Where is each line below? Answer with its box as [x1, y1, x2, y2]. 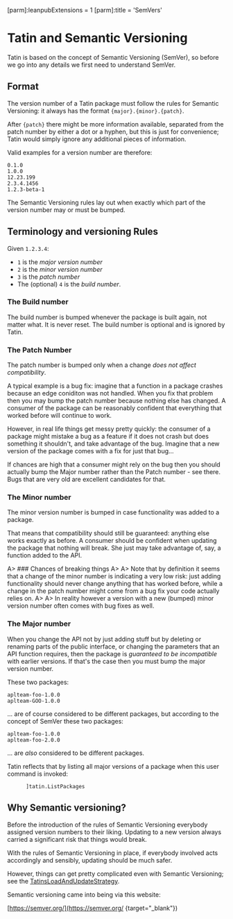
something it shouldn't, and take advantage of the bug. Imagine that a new [7, 439, 220, 448]
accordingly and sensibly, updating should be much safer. [7, 856, 173, 864]
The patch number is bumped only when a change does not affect [7, 361, 196, 369]
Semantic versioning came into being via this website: [7, 890, 161, 899]
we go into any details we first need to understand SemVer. [7, 60, 176, 69]
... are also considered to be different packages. [7, 749, 144, 757]
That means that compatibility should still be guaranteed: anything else [7, 529, 210, 537]
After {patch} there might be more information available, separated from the [7, 120, 224, 128]
